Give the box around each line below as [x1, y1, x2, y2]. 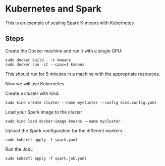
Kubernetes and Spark [5, 3, 102, 15]
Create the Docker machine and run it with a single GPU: [5, 47, 123, 53]
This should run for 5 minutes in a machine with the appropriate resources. [5, 71, 160, 77]
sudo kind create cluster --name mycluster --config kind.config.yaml [5, 100, 157, 105]
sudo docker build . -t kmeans [5, 58, 71, 63]
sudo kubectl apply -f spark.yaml [5, 137, 78, 142]
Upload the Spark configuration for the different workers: [5, 127, 124, 134]
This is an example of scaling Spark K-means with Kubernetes [5, 20, 134, 26]
